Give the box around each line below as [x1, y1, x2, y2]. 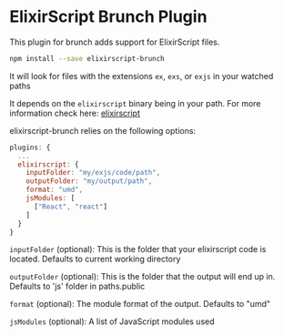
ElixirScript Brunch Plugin [9, 6, 208, 27]
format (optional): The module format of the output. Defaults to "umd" [9, 299, 271, 310]
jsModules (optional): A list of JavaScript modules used [9, 316, 216, 327]
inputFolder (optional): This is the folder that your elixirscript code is [9, 244, 267, 255]
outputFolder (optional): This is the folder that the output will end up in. [9, 271, 276, 282]
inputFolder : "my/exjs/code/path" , [25, 168, 161, 178]
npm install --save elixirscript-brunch [9, 54, 166, 63]
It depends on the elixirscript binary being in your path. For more [9, 97, 261, 108]
